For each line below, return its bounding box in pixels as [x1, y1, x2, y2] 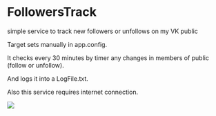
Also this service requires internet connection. [7, 88, 139, 96]
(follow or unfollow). [7, 61, 64, 69]
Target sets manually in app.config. [7, 40, 108, 48]
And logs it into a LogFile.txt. [7, 74, 88, 83]
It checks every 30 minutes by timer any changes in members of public [7, 53, 209, 62]
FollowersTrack [7, 4, 97, 20]
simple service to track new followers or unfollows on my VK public [7, 27, 198, 35]
